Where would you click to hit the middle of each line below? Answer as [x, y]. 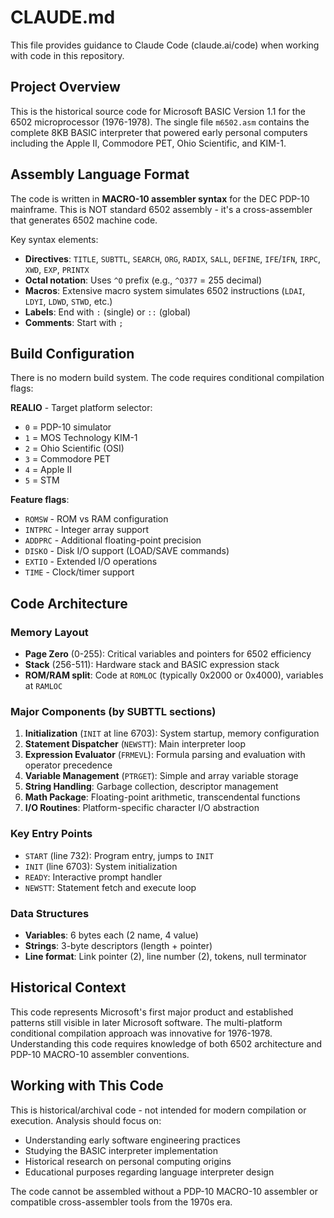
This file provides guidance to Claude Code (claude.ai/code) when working [165, 45]
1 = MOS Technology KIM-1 [81, 438]
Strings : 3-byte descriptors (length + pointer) [118, 945]
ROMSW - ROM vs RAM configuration [96, 519]
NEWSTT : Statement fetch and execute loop [110, 887]
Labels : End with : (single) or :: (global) [108, 312]
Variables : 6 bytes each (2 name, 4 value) [111, 935]
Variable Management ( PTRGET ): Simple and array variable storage [161, 776]
